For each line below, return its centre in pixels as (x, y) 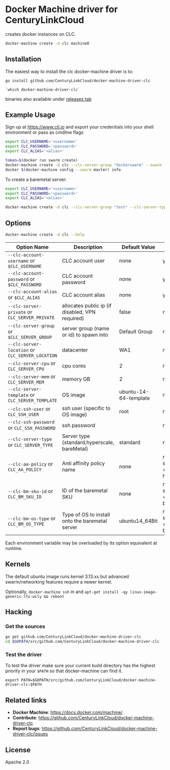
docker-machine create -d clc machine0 (47, 43)
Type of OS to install (86, 514)
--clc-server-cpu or (32, 363)
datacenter (75, 350)
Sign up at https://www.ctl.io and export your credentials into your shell (79, 127)
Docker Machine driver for (61, 9)
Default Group (136, 331)
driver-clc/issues (30, 734)
